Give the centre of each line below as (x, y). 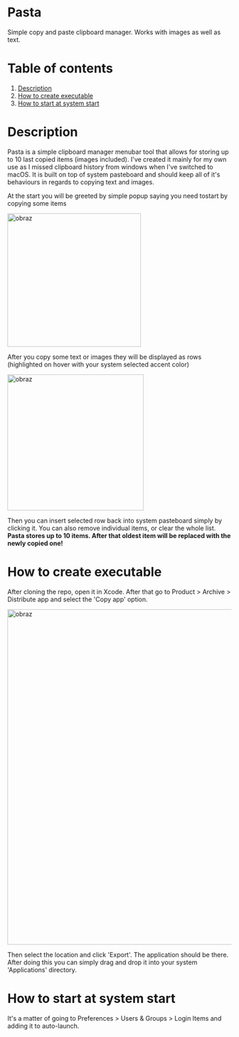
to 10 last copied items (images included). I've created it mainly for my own (117, 159)
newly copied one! (35, 543)
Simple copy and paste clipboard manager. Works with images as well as (114, 32)
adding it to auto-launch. (43, 1026)
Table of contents (60, 69)
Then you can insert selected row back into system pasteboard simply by (115, 520)
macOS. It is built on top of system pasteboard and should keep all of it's (114, 174)
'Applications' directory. (42, 969)
